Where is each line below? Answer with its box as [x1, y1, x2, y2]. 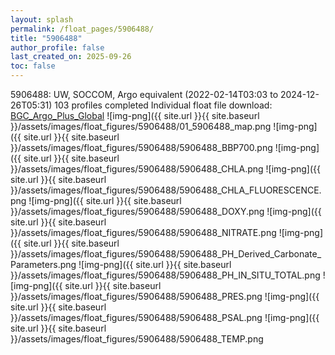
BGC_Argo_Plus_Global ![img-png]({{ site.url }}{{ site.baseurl [10, 110, 260, 121]
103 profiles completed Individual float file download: [54, 99, 273, 111]
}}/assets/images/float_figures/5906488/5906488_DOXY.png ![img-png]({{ [10, 206, 322, 217]
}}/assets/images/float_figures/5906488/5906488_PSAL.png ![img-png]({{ [10, 312, 320, 323]
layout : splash [10, 14, 74, 25]
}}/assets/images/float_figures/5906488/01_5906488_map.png [10, 121, 272, 132]
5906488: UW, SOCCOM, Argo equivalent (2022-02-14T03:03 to [10, 89, 279, 100]
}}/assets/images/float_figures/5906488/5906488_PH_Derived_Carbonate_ [10, 248, 322, 260]
